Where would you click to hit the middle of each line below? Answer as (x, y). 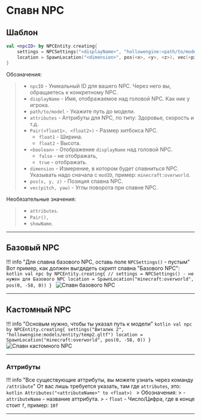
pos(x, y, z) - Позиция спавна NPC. (76, 181)
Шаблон (22, 33)
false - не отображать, (68, 155)
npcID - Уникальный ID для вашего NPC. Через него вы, (100, 86)
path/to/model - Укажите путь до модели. (83, 111)
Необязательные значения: (41, 199)
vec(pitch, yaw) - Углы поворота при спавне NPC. (94, 187)
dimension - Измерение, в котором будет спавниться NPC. (104, 168)
